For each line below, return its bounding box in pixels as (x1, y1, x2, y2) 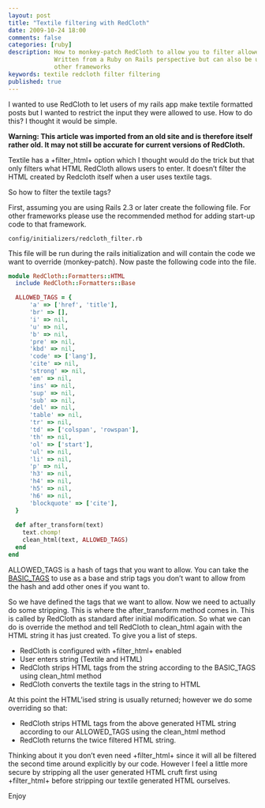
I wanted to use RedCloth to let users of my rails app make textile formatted (8, 100, 253, 109)
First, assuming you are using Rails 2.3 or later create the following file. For (8, 202, 251, 212)
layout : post (8, 11, 51, 20)
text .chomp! (22, 528, 62, 537)
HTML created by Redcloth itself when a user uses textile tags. (8, 171, 212, 182)
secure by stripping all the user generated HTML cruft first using (8, 767, 218, 776)
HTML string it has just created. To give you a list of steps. (8, 630, 197, 640)
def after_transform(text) (15, 521, 104, 529)
